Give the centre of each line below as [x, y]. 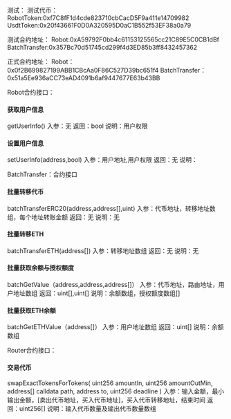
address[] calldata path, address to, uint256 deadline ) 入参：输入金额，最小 [116, 391]
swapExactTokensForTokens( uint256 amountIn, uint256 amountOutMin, [110, 383]
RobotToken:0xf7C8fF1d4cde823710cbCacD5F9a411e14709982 [98, 18]
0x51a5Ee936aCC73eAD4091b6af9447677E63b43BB [84, 78]
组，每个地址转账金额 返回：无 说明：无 [63, 217]
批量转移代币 [25, 192]
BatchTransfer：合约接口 [43, 174]
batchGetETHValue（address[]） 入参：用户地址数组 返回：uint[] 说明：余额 [115, 327]
